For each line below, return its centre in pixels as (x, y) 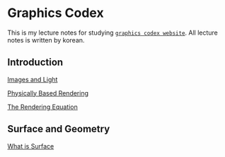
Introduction (35, 63)
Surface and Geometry (59, 129)
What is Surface (31, 146)
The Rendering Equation (42, 107)
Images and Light (33, 79)
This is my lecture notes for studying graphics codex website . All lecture (112, 33)
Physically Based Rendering (48, 93)
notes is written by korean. (46, 40)
